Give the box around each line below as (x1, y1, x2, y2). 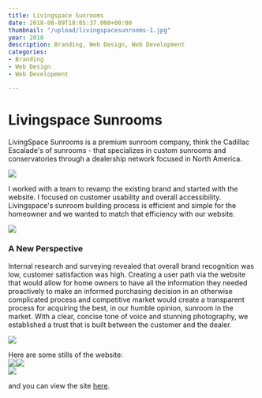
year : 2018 (8, 33, 44, 42)
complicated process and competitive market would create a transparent (8, 295, 245, 304)
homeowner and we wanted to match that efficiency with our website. (8, 209, 235, 218)
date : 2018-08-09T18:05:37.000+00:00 (8, 19, 133, 27)
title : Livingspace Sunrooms (8, 11, 104, 20)
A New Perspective (8, 244, 84, 255)
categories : (8, 48, 47, 56)
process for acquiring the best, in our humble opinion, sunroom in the (8, 303, 234, 312)
